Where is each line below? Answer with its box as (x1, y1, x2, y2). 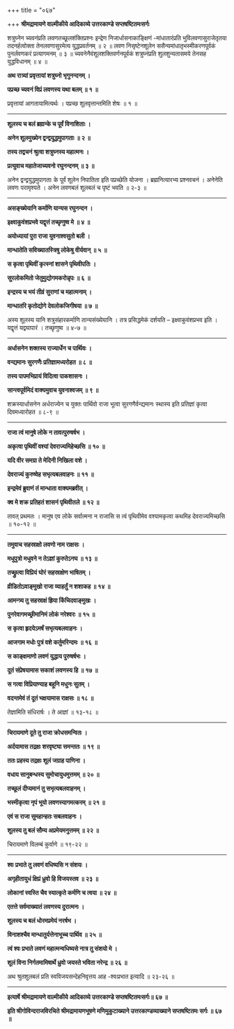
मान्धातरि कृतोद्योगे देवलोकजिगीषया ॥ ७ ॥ (7, 302, 98, 310)
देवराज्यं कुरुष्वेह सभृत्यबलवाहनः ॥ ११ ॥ (7, 471, 94, 478)
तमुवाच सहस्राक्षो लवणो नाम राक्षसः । (7, 540, 85, 549)
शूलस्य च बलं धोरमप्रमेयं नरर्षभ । (7, 917, 77, 924)
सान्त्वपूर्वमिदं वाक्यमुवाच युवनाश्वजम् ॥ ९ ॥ (7, 386, 99, 394)
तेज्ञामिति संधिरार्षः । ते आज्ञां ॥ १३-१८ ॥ (7, 708, 99, 716)
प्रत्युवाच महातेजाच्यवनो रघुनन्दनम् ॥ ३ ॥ (7, 162, 95, 170)
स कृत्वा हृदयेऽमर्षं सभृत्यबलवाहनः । (7, 624, 83, 632)
